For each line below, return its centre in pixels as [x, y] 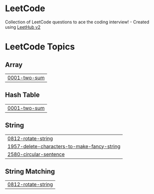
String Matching [30, 171]
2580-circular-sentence [36, 154]
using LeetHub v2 [23, 27]
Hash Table [22, 95]
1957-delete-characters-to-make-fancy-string [64, 146]
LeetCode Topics [40, 47]
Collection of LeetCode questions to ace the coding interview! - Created [77, 22]
